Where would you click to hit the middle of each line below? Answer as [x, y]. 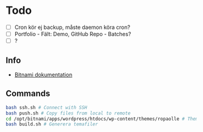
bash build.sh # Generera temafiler [52, 124]
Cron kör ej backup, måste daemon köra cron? [72, 27]
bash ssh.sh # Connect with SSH [46, 107]
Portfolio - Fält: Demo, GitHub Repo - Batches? [73, 34]
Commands [28, 94]
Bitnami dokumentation [43, 74]
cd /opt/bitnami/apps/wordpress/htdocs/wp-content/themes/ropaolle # [95, 119]
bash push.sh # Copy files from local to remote [68, 113]
